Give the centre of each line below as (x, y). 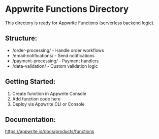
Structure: (21, 38)
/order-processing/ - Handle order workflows (58, 50)
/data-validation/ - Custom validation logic (55, 66)
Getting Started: (30, 82)
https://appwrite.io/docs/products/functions (50, 132)
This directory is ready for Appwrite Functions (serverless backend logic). (80, 23)
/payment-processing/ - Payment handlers (55, 61)
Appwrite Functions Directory (67, 9)
